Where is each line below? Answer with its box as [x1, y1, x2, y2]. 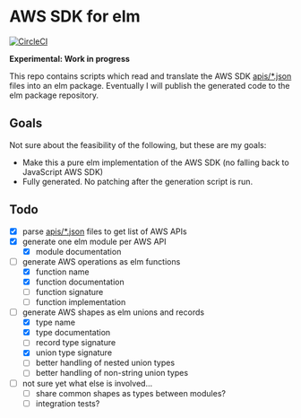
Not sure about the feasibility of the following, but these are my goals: [9, 139, 267, 150]
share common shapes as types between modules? [35, 388, 227, 398]
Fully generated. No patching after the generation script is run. [21, 176, 254, 187]
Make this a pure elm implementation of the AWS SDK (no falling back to [21, 157, 289, 168]
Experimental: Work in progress [9, 53, 130, 64]
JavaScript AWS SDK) [21, 166, 104, 177]
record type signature [35, 337, 116, 348]
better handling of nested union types [35, 357, 176, 369]
